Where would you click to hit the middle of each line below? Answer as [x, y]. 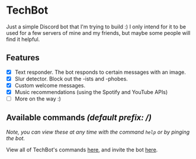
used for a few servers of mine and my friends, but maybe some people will [98, 33]
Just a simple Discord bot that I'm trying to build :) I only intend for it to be [96, 27]
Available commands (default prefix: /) [79, 118]
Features [23, 58]
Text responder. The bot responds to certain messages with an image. [100, 72]
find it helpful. [23, 39]
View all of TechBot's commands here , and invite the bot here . [82, 150]
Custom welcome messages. [50, 85]
